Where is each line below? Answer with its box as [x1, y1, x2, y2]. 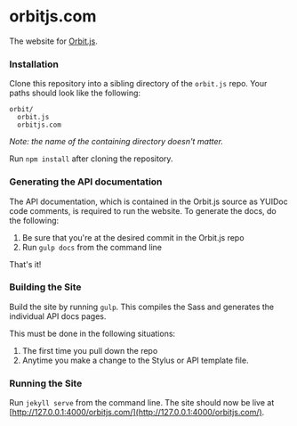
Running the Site [9, 377, 83, 389]
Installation [9, 58, 60, 70]
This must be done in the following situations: [9, 328, 176, 339]
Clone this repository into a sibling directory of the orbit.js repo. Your [9, 78, 268, 89]
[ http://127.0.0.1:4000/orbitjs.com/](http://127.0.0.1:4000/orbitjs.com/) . [9, 407, 265, 418]
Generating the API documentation [9, 176, 163, 188]
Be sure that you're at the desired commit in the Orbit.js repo [21, 232, 245, 242]
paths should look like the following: [9, 87, 140, 99]
